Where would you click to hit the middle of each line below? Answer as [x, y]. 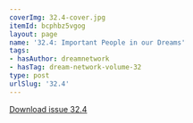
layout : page [34, 34]
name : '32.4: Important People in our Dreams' [97, 42]
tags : [19, 51]
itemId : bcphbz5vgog [48, 26]
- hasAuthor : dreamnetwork [59, 59]
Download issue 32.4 [48, 109]
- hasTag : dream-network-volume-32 [76, 68]
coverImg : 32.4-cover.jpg [57, 17]
